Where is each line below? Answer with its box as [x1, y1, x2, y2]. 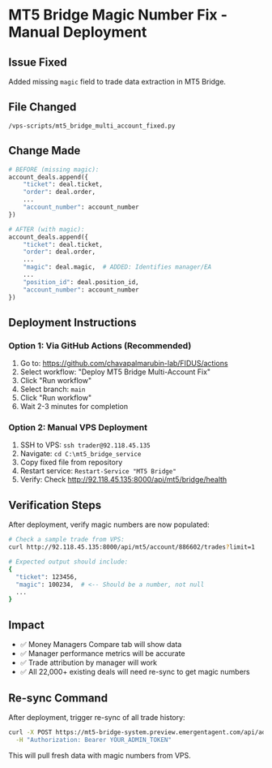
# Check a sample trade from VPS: [8, 536, 125, 544]
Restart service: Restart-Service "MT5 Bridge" [19, 466, 176, 476]
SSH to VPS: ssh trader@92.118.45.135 [19, 440, 151, 450]
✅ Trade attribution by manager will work [19, 658, 158, 667]
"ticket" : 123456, [15, 572, 79, 581]
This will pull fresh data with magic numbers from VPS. [8, 750, 192, 760]
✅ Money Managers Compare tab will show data [19, 640, 182, 649]
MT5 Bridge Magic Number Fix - [8, 6, 228, 24]
